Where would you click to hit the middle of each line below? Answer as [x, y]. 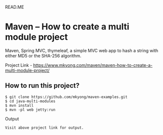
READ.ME [15, 7]
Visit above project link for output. [44, 128]
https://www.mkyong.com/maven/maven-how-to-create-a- [93, 65]
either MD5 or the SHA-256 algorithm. [43, 56]
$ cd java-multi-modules [30, 101]
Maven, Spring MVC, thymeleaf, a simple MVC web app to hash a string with [82, 50]
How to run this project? [42, 86]
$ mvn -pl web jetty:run [30, 110]
